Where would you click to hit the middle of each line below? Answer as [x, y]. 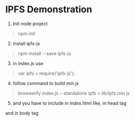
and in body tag [22, 113]
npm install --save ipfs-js [44, 53]
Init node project [30, 24]
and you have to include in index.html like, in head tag [70, 103]
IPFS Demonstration [49, 9]
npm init [26, 33]
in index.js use [28, 63]
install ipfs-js [26, 43]
